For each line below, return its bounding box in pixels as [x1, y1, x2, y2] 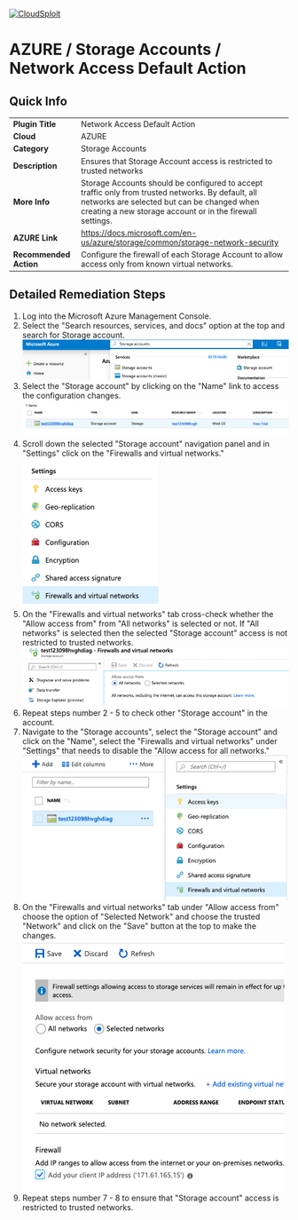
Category [12, 143, 49, 154]
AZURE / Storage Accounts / [9, 40, 222, 59]
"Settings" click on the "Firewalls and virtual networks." [21, 448, 224, 458]
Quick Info [9, 93, 68, 108]
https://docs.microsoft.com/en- [81, 227, 197, 238]
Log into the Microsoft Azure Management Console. [21, 311, 212, 321]
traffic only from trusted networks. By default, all [81, 186, 257, 197]
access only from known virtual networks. [81, 258, 233, 270]
